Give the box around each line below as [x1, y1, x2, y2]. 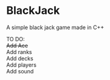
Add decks [6, 55, 33, 62]
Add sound [6, 67, 34, 75]
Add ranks [6, 48, 32, 55]
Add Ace [6, 42, 29, 49]
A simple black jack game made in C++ [6, 24, 105, 31]
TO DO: [6, 35, 26, 42]
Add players [6, 61, 36, 68]
